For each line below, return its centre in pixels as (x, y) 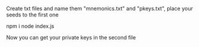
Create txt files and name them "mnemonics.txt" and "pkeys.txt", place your (99, 9)
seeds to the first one (32, 15)
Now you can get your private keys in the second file (71, 37)
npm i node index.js (30, 26)
